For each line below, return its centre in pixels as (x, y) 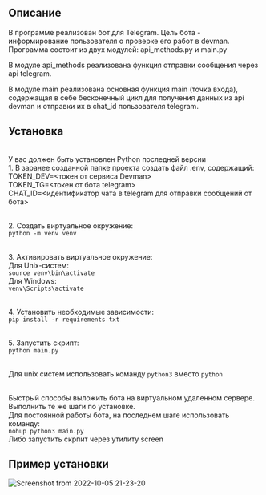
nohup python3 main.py (46, 431)
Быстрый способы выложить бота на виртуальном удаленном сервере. (131, 398)
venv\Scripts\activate (46, 288)
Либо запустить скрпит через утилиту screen (86, 439)
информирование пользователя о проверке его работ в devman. (119, 41)
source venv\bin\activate (51, 273)
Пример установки (59, 464)
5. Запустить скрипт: (44, 343)
